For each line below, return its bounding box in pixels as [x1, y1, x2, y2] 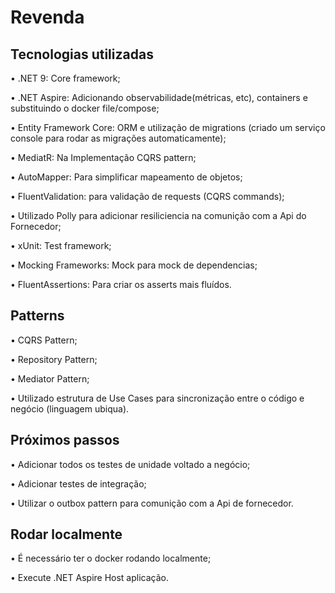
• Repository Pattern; [10, 353, 98, 365]
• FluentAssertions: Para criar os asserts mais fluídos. [10, 279, 232, 290]
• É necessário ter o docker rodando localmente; [10, 552, 212, 565]
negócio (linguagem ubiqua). [10, 402, 130, 415]
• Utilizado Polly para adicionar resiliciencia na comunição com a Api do [10, 210, 307, 221]
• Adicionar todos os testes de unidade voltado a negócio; [10, 458, 251, 470]
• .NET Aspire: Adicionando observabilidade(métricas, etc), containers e [10, 92, 308, 103]
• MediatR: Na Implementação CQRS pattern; [10, 152, 197, 163]
